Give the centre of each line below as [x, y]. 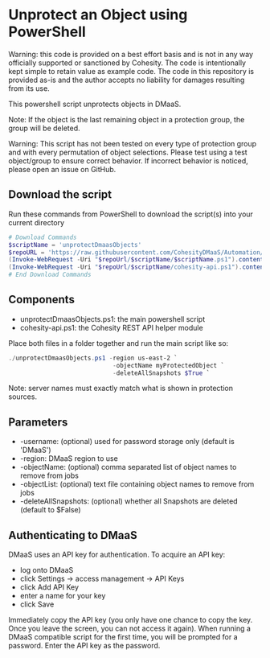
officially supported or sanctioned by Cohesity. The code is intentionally [127, 63]
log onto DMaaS [47, 570]
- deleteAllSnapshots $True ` [161, 373]
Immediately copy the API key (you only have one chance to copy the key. [131, 620]
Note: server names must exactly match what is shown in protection [121, 389]
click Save [37, 604]
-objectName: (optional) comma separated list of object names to [128, 467]
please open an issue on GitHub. [62, 169]
